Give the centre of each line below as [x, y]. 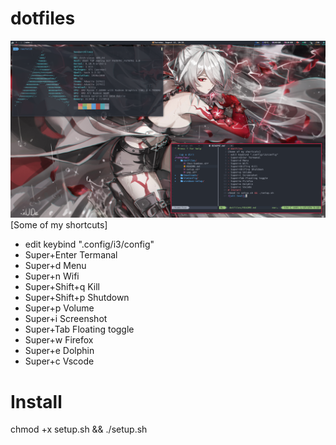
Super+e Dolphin [59, 351]
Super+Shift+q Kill [62, 287]
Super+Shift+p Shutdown [77, 298]
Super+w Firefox [59, 340]
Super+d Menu [55, 266]
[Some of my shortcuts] [59, 225]
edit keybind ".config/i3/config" [89, 244]
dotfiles [43, 18]
